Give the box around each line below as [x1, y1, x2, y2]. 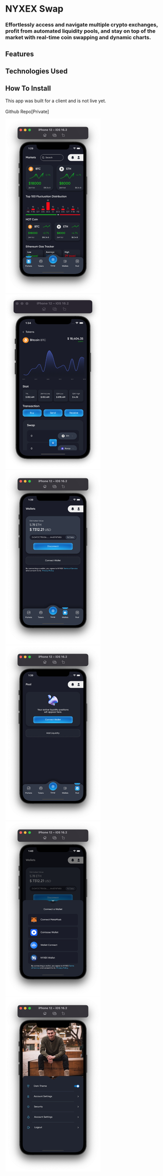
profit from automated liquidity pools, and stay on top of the [5, 27, 156, 35]
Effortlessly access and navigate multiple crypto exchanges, [5, 21, 158, 28]
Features [5, 49, 34, 58]
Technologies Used [5, 67, 68, 75]
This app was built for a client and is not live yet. [5, 98, 107, 104]
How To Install [5, 84, 51, 93]
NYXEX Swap [5, 3, 63, 15]
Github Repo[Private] [5, 108, 49, 114]
